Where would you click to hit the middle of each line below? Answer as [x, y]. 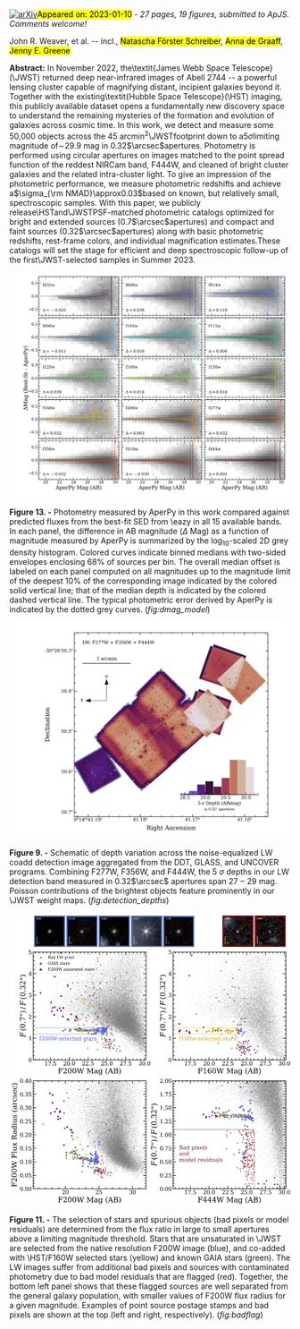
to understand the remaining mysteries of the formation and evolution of [142, 115]
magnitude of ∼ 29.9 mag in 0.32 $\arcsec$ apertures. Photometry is [133, 145]
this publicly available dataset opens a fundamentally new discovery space [147, 106]
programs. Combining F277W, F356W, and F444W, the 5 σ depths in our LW [150, 872]
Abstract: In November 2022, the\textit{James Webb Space [120, 68]
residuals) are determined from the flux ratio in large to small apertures [139, 1229]
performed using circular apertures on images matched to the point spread [147, 155]
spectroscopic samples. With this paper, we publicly [105, 202]
